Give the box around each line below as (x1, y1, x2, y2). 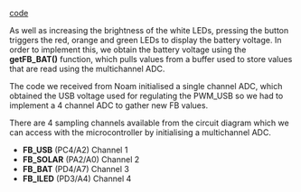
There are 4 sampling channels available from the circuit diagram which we (9, 117, 289, 128)
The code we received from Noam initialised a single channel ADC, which (9, 81, 283, 91)
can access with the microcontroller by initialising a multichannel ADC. (9, 127, 271, 138)
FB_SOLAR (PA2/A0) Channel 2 (22, 154, 140, 165)
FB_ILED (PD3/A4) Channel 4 (22, 173, 132, 184)
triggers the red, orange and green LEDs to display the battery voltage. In (9, 35, 282, 45)
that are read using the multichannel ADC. (9, 63, 165, 74)
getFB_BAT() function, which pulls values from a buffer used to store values (9, 54, 293, 64)
